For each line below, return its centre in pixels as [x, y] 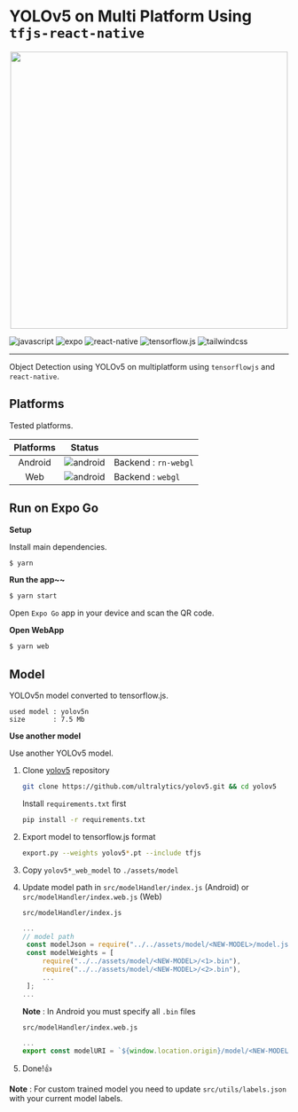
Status [85, 447]
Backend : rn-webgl [154, 462]
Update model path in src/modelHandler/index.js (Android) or [136, 887]
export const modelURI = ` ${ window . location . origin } [122, 1051]
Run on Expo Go [54, 509]
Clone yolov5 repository [66, 770]
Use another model [45, 736]
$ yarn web [29, 646]
